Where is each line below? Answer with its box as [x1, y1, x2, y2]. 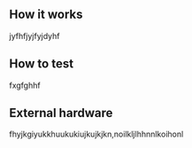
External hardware [9, 105, 113, 121]
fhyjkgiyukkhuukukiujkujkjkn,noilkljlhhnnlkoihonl [9, 129, 184, 140]
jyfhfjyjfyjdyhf [9, 30, 60, 41]
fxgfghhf [9, 80, 42, 90]
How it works [9, 7, 83, 22]
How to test [9, 57, 73, 72]
